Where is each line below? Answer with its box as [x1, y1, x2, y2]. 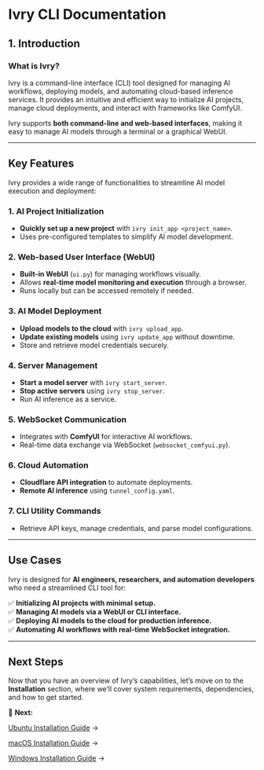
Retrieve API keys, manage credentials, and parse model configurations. [19, 523, 254, 533]
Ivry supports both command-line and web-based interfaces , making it [8, 118, 243, 127]
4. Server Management [8, 360, 98, 371]
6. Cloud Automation [8, 460, 89, 471]
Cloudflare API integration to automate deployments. [19, 478, 193, 487]
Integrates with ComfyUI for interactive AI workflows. [19, 432, 192, 442]
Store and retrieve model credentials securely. [19, 340, 169, 350]
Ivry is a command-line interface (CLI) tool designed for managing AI [8, 78, 230, 87]
